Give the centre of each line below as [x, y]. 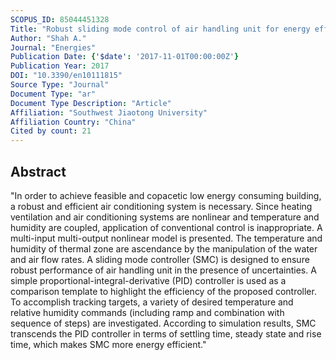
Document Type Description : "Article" [91, 103]
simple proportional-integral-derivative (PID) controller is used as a [148, 280]
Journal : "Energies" [53, 47]
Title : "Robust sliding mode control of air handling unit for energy [160, 29]
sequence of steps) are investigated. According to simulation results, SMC [163, 323]
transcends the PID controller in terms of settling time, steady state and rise [166, 333]
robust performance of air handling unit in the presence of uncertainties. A [163, 270]
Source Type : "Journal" [60, 85]
